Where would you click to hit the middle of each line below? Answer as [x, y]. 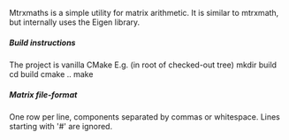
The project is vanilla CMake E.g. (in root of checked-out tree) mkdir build [143, 65]
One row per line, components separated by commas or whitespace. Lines [145, 117]
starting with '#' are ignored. [61, 126]
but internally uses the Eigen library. [75, 22]
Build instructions [42, 43]
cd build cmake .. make [51, 74]
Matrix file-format [43, 94]
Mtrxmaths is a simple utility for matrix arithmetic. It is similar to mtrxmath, [144, 13]
